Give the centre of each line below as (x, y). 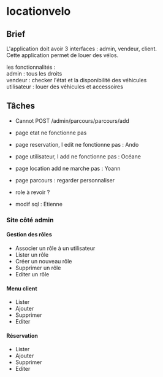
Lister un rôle (32, 255)
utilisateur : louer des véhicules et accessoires (65, 87)
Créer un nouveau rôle (44, 261)
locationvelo (39, 11)
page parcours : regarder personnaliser (65, 180)
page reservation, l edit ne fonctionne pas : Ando (77, 144)
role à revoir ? (32, 192)
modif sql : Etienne (39, 204)
